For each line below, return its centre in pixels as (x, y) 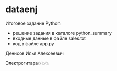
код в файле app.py (33, 43)
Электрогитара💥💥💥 (27, 63)
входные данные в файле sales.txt (49, 38)
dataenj (21, 9)
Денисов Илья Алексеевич (35, 53)
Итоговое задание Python (33, 23)
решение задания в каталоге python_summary (62, 33)
